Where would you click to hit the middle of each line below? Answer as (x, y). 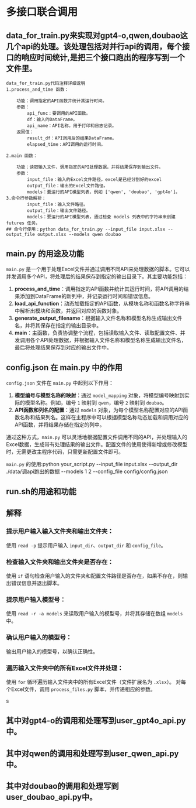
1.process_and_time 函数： (37, 90)
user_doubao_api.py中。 (52, 797)
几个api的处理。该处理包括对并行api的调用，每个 (94, 47)
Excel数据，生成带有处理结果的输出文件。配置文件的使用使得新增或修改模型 (97, 444)
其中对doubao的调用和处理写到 (62, 786)
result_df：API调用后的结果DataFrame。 (72, 138)
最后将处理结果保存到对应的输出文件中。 (63, 347)
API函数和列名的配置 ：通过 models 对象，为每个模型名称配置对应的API (99, 410)
